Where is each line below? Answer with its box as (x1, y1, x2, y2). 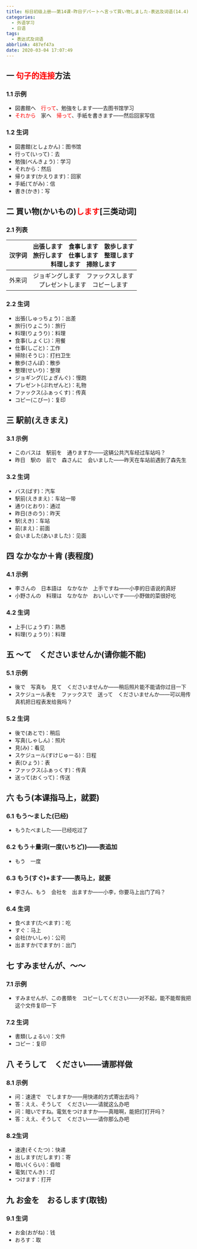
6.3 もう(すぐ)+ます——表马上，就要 (6, 873, 111, 882)
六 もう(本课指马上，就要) (6, 793, 100, 803)
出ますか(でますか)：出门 (14, 942, 77, 949)
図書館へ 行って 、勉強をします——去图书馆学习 (14, 104, 135, 112)
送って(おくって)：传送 (14, 774, 71, 781)
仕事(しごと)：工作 (14, 344, 61, 351)
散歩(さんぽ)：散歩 (14, 359, 61, 366)
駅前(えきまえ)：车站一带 (14, 495, 76, 502)
